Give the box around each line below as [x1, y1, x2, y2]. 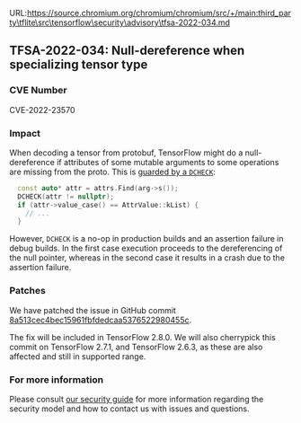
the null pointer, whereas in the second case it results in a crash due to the [9, 252, 286, 263]
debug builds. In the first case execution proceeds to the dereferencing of [9, 242, 283, 254]
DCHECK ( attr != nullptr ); [17, 192, 115, 201]
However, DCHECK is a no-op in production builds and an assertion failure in [9, 234, 285, 244]
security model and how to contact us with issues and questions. [9, 403, 250, 414]
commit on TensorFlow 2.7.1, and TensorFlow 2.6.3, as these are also [9, 341, 263, 352]
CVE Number [9, 84, 67, 97]
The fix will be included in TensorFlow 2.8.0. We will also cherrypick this [9, 331, 276, 342]
